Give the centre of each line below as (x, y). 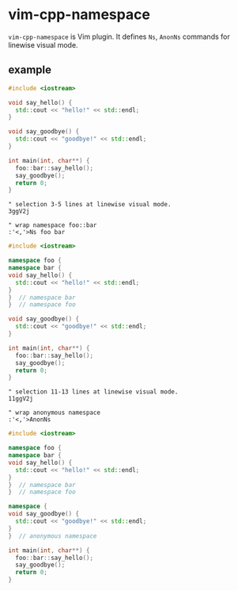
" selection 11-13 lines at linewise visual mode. (93, 392)
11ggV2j (21, 399)
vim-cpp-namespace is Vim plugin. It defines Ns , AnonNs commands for (119, 36)
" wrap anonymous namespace (55, 413)
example (30, 70)
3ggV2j (19, 212)
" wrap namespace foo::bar (53, 225)
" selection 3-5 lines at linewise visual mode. (90, 205)
